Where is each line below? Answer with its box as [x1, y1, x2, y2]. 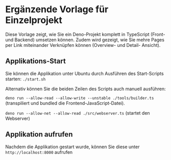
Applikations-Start [5, 57, 66, 66]
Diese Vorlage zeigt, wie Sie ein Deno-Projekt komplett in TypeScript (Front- [5, 31, 165, 37]
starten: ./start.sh [5, 75, 46, 82]
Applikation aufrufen [5, 130, 73, 139]
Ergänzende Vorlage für [5, 4, 109, 15]
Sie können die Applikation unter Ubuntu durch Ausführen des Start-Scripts [5, 70, 164, 76]
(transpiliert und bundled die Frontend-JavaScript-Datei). [5, 100, 125, 106]
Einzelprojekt [5, 14, 63, 26]
